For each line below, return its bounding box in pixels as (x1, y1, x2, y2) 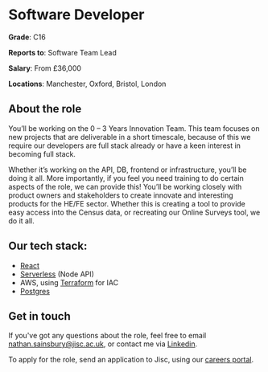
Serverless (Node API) (19, 269, 95, 279)
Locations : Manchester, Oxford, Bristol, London (8, 79, 167, 88)
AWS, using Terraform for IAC (19, 277, 119, 287)
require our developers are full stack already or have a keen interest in (8, 141, 241, 150)
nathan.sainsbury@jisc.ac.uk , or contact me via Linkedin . (8, 339, 198, 349)
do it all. (8, 215, 35, 226)
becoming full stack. (8, 149, 76, 158)
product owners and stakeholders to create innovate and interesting (8, 190, 233, 200)
